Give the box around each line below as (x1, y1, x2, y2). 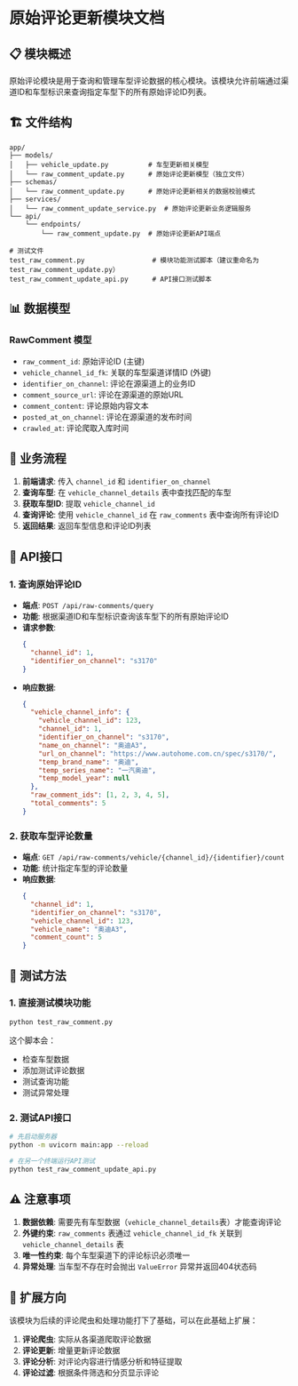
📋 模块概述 (9, 46, 72, 61)
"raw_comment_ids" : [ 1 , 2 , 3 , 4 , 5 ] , (30, 790, 170, 800)
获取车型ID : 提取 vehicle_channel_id (21, 499, 155, 509)
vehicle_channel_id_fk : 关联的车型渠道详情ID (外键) (21, 366, 212, 378)
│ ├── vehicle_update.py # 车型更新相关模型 (9, 160, 209, 169)
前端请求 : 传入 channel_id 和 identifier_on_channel (21, 477, 211, 487)
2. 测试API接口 (9, 1111, 72, 1124)
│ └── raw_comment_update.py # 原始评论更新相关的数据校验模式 (9, 187, 255, 196)
